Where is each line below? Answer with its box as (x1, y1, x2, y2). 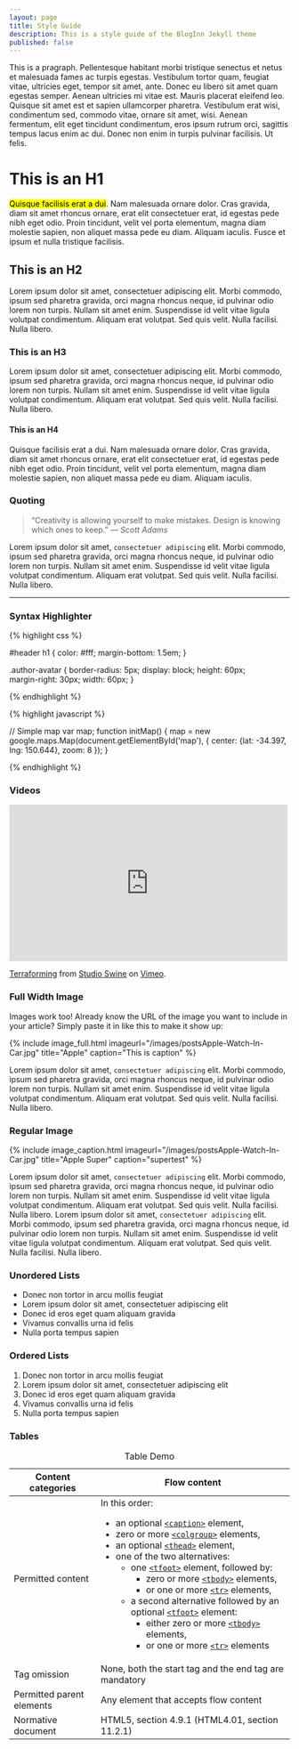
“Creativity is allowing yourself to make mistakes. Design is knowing (30, 514, 281, 525)
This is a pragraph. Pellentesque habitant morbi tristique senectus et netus (9, 62, 283, 73)
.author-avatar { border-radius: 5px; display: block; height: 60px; (9, 665, 246, 676)
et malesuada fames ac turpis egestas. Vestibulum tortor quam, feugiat (9, 72, 270, 83)
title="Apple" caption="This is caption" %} (41, 1047, 198, 1057)
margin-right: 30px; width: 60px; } (9, 674, 134, 685)
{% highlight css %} (9, 630, 83, 641)
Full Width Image (9, 991, 85, 1003)
